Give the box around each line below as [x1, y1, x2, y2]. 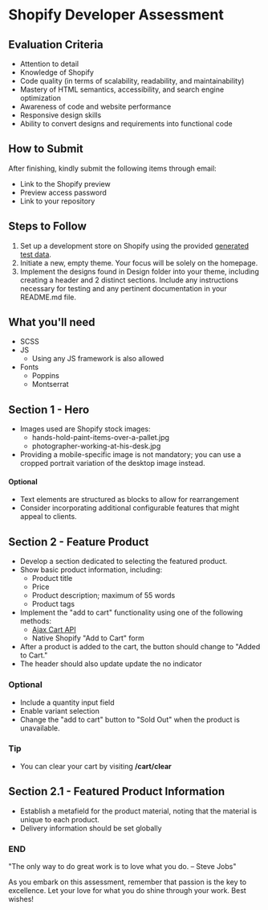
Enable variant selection [19, 706, 100, 715]
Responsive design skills [19, 110, 102, 120]
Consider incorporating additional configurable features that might [19, 503, 239, 513]
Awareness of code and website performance [19, 102, 172, 111]
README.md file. [19, 292, 77, 302]
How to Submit [8, 142, 84, 156]
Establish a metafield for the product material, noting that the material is [19, 806, 258, 816]
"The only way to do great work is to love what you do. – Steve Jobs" [8, 861, 237, 871]
